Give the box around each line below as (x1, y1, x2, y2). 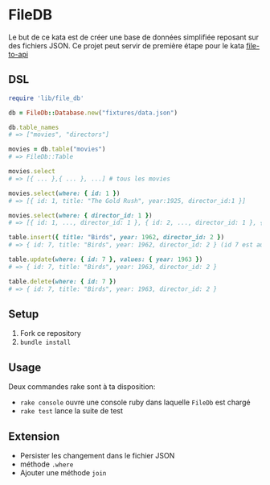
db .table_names (8, 123, 59, 131)
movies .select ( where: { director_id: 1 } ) (8, 211, 153, 219)
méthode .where (19, 459, 74, 469)
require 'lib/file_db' (8, 94, 84, 102)
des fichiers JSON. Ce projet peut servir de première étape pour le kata (8, 40, 245, 50)
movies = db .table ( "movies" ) (8, 145, 106, 154)
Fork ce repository (19, 329, 82, 338)
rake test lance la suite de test (19, 406, 123, 416)
